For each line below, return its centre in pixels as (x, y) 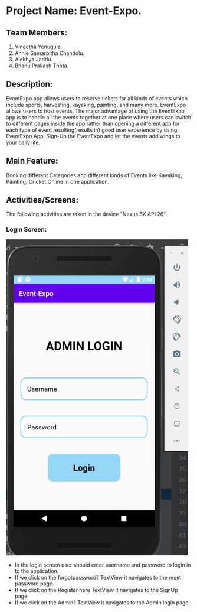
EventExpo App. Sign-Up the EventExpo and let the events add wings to (93, 136)
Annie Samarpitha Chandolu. (49, 53)
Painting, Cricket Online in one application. (58, 181)
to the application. (37, 571)
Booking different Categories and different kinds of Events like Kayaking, (94, 175)
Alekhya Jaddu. (34, 59)
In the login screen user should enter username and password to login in (103, 565)
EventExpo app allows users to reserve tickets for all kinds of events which (97, 98)
